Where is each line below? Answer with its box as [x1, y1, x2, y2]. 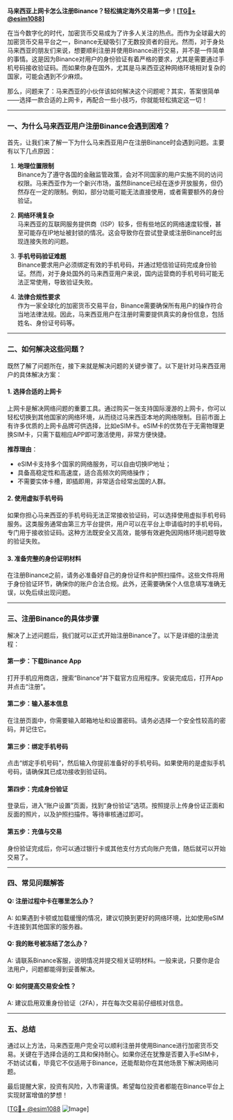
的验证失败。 [7, 537, 44, 545]
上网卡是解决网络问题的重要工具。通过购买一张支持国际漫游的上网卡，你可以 [7, 404, 226, 412]
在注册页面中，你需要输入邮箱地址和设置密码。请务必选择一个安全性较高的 [7, 716, 220, 724]
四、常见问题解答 [7, 878, 64, 888]
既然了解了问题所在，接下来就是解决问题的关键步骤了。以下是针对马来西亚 [7, 361, 220, 370]
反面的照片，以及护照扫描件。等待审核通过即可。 [7, 810, 147, 819]
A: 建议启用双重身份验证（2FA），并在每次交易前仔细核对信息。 [7, 999, 187, 1008]
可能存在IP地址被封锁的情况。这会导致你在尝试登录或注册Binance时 [23, 228, 216, 237]
